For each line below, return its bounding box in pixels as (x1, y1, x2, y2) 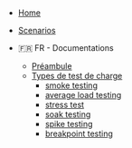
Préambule (31, 61, 72, 72)
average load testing (44, 90, 122, 101)
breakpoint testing (44, 128, 113, 139)
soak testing (44, 109, 91, 120)
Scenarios (17, 25, 56, 36)
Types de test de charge (31, 71, 123, 82)
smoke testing (44, 80, 98, 91)
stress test (44, 99, 84, 111)
